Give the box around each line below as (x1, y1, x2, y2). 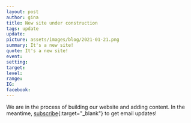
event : (6, 53, 23, 59)
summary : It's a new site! (6, 43, 74, 49)
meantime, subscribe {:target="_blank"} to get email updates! (6, 109, 157, 117)
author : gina (6, 14, 39, 20)
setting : (6, 59, 28, 65)
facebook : (6, 87, 31, 93)
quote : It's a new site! (6, 48, 68, 54)
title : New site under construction (6, 20, 98, 26)
